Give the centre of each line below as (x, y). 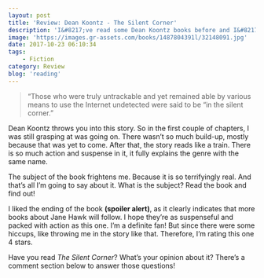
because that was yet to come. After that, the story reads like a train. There (130, 144)
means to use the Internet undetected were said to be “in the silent (135, 104)
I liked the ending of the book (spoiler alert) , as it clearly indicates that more (132, 208)
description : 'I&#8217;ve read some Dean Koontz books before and (119, 30)
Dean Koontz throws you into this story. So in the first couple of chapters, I (129, 128)
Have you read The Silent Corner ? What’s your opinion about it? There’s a (126, 257)
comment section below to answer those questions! (92, 265)
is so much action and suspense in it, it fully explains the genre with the (124, 153)
